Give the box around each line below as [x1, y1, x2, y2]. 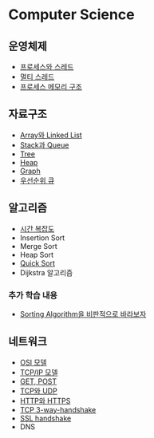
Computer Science [8, 6, 135, 24]
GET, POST [19, 377, 57, 386]
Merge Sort [19, 241, 57, 251]
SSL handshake [19, 413, 72, 423]
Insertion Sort [19, 233, 65, 243]
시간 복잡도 [19, 223, 55, 233]
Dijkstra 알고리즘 [19, 267, 73, 277]
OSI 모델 [19, 357, 47, 367]
